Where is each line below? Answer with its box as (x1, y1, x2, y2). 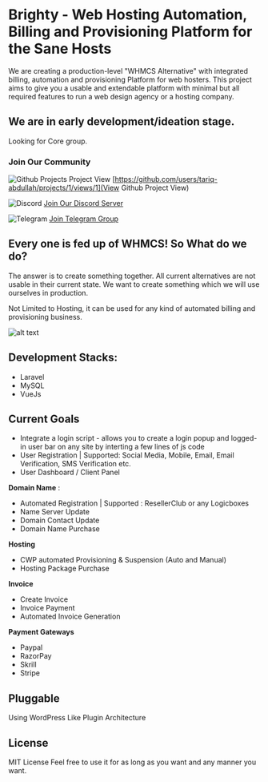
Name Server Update (19, 507, 90, 517)
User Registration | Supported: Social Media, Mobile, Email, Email (19, 450, 234, 460)
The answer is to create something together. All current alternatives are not (8, 271, 256, 280)
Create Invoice (19, 595, 69, 604)
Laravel (19, 372, 45, 381)
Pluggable (8, 691, 60, 705)
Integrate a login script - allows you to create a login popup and (19, 433, 230, 443)
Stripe (19, 668, 40, 678)
